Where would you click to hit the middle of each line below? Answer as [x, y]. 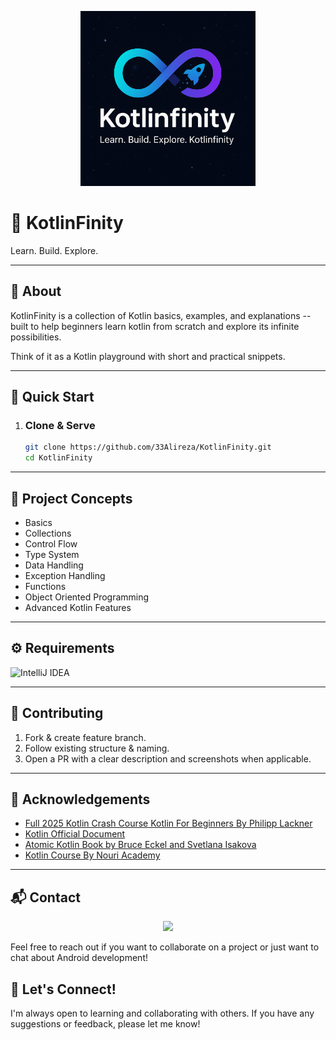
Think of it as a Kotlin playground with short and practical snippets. [148, 356]
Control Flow [51, 544]
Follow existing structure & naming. [97, 748]
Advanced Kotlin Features [78, 607]
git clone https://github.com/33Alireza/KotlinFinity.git [148, 447]
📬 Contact [45, 897]
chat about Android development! [79, 958]
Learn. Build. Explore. [54, 250]
